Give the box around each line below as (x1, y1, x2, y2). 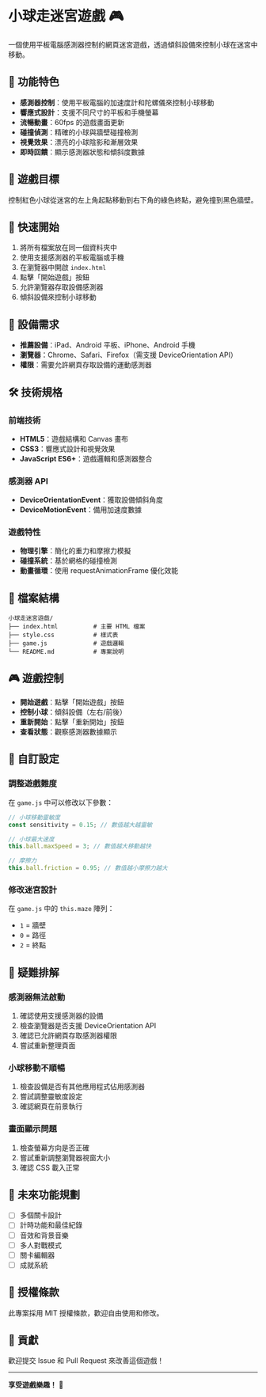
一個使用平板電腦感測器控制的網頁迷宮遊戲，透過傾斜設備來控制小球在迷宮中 (8, 40, 258, 49)
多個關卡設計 (19, 1210, 62, 1220)
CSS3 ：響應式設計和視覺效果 (19, 444, 116, 454)
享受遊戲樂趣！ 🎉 (8, 1380, 64, 1390)
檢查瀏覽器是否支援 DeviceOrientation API (19, 1021, 157, 1031)
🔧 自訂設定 (8, 753, 59, 766)
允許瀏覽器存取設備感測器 (19, 283, 104, 292)
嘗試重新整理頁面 (19, 1041, 76, 1050)
